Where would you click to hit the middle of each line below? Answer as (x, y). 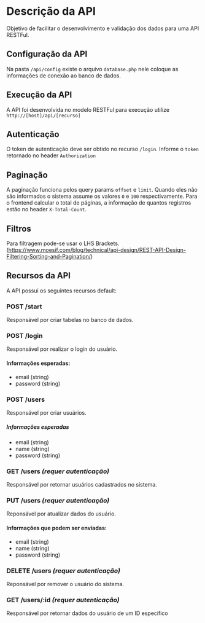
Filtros (19, 229)
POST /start (24, 307)
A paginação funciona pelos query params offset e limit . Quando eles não (102, 190)
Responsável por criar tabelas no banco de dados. (70, 320)
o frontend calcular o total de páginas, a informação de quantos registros (99, 203)
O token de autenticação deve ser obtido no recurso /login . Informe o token (103, 149)
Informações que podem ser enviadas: (57, 528)
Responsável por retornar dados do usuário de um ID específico (87, 613)
